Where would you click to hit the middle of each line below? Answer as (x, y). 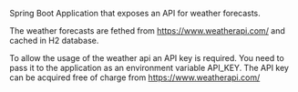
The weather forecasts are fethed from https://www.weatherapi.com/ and (147, 31)
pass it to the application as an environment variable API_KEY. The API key (149, 68)
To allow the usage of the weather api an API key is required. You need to (147, 58)
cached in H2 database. (54, 41)
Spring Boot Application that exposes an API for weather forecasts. (135, 13)
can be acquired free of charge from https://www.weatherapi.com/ (135, 77)
